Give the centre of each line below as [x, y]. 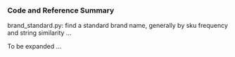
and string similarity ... [39, 33]
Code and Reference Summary [61, 10]
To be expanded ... [34, 47]
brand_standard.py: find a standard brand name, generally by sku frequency [118, 26]
